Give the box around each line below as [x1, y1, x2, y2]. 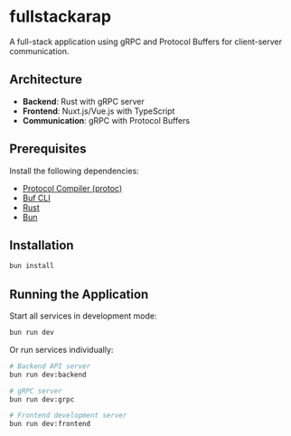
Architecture [9, 72, 83, 88]
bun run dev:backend [9, 370, 88, 379]
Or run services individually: [9, 344, 114, 355]
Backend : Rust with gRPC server [22, 96, 145, 107]
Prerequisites [9, 142, 87, 157]
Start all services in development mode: [9, 311, 157, 321]
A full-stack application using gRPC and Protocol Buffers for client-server [9, 36, 283, 47]
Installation [9, 237, 74, 253]
